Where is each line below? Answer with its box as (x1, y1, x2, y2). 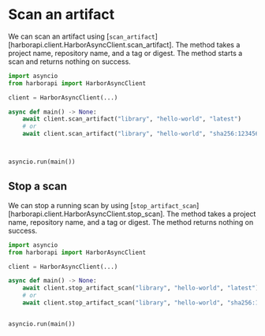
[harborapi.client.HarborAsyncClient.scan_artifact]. (8, 39, 174, 49)
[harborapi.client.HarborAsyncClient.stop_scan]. (8, 209, 166, 218)
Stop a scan (8, 180, 68, 193)
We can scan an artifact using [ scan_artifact (8, 32, 155, 41)
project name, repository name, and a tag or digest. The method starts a (8, 48, 243, 58)
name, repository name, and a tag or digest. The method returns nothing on (8, 217, 254, 226)
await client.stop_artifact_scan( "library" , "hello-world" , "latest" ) (22, 284, 259, 293)
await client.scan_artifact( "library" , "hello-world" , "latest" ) (22, 115, 242, 123)
